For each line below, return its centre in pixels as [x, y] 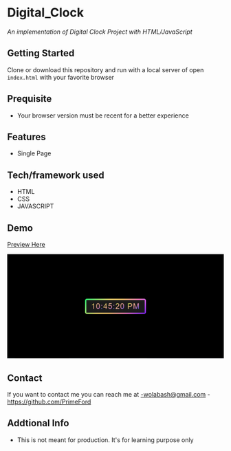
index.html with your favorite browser [61, 77]
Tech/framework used [56, 175]
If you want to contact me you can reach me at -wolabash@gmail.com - [109, 394]
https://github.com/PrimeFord [49, 401]
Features [26, 136]
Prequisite [30, 99]
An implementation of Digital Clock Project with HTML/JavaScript [100, 32]
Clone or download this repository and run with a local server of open [106, 69]
